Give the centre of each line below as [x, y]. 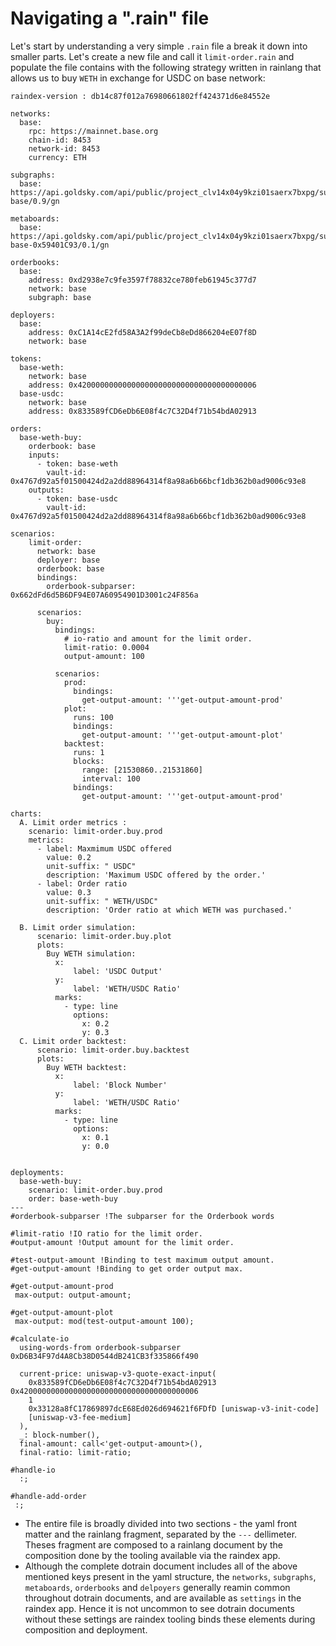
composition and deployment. [86, 1629]
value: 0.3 [69, 892]
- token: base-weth [77, 463]
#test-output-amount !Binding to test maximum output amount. [142, 1260]
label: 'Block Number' [120, 1085]
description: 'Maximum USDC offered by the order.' [156, 875]
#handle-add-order [48, 1496]
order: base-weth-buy [73, 1198]
